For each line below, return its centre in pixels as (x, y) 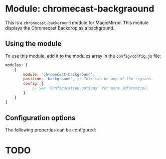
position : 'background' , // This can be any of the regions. (89, 79)
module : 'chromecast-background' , (59, 74)
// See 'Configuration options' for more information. (91, 88)
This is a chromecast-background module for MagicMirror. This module (77, 23)
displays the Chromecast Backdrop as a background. (60, 28)
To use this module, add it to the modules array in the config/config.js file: (83, 56)
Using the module (33, 44)
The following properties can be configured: (51, 130)
